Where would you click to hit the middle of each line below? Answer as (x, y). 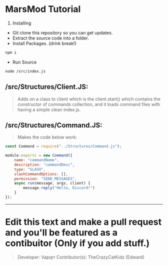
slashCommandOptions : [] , (41, 174)
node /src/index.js (25, 71)
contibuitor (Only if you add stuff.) (77, 243)
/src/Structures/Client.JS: (47, 87)
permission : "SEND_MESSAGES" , (46, 178)
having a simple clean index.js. (49, 109)
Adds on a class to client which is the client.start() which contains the (89, 99)
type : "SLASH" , (30, 169)
